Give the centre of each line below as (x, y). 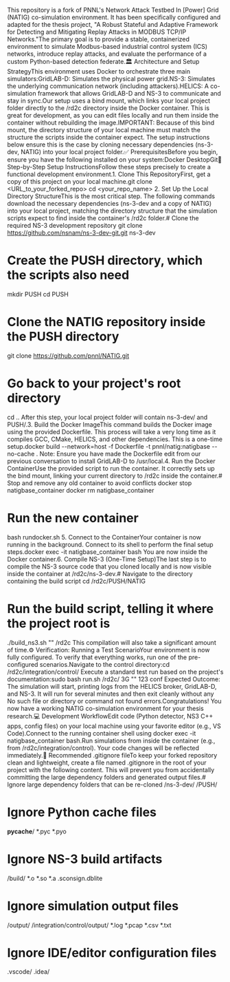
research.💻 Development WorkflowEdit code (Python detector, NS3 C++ (110, 716)
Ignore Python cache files (82, 812)
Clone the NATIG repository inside (106, 322)
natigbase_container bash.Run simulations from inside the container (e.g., (111, 740)
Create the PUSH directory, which (105, 260)
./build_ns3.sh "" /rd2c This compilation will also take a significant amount (112, 642)
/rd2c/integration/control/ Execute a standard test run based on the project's (115, 672)
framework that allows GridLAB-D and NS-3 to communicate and (129, 93)
